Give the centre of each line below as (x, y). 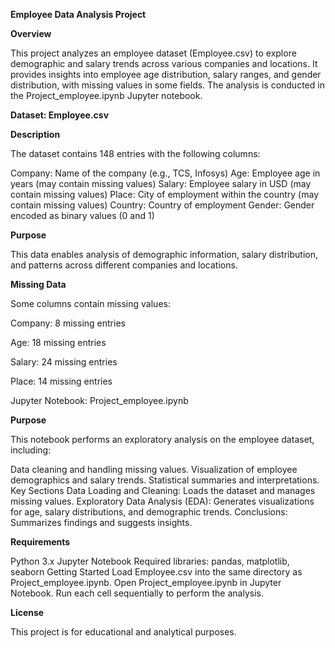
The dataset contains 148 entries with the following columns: (135, 153)
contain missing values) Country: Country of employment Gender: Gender (162, 205)
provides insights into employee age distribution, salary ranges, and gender (166, 74)
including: (31, 450)
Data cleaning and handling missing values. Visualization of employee (154, 469)
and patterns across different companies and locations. (124, 265)
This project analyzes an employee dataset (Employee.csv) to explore (153, 53)
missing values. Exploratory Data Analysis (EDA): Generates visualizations (162, 501)
